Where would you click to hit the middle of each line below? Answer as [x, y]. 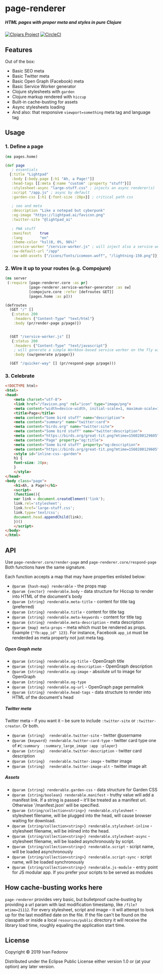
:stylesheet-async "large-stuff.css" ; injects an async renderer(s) [83, 188]
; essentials [24, 170]
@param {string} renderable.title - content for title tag [68, 612]
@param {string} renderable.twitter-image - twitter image [72, 761]
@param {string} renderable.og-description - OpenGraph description [82, 666]
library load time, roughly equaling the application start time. [65, 925]
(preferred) [23, 606]
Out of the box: [20, 61]
